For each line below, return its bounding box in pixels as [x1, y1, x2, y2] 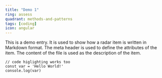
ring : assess [5, 12, 32, 17]
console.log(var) [5, 68, 41, 74]
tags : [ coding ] [5, 21, 37, 26]
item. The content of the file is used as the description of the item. [5, 50, 141, 56]
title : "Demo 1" [5, 7, 39, 12]
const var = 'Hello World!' [5, 64, 64, 69]
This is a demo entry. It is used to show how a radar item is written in [5, 39, 146, 45]
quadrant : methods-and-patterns [5, 16, 72, 21]
